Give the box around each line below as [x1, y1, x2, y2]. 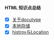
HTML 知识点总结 [5, 4, 41, 10]
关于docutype [12, 16, 41, 22]
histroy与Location [12, 29, 49, 35]
